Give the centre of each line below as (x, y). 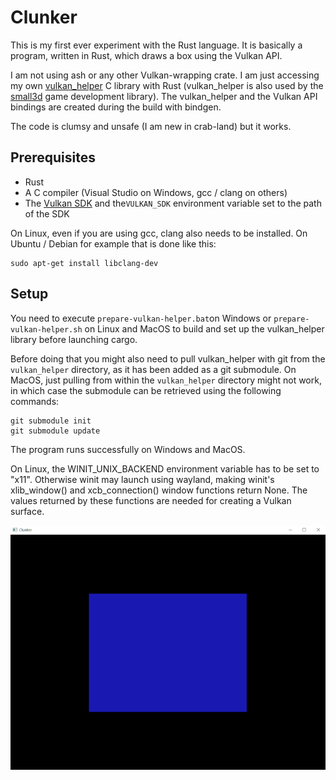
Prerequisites (53, 157)
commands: (35, 401)
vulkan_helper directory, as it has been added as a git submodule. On (153, 369)
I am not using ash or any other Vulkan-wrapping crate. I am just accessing (165, 75)
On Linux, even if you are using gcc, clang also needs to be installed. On (159, 233)
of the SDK (47, 213)
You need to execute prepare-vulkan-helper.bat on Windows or (141, 318)
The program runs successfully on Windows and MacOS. (128, 449)
